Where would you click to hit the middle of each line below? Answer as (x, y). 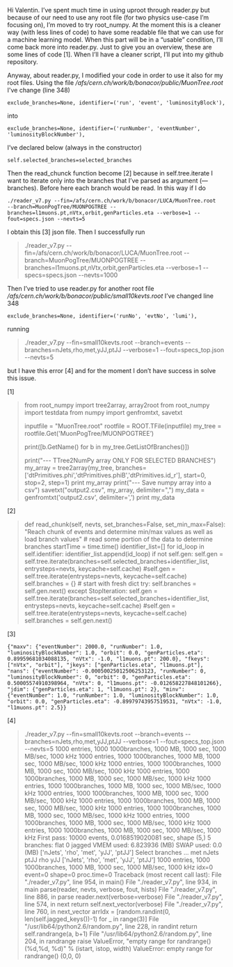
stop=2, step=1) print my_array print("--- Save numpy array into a (118, 482)
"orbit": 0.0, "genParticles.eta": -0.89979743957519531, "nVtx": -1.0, (115, 702)
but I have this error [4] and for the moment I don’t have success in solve (112, 371)
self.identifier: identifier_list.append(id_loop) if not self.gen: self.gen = (124, 554)
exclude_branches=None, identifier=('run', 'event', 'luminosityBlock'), (116, 103)
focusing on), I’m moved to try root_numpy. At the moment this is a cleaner (114, 25)
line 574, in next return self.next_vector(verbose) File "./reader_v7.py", (123, 904)
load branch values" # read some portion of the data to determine (119, 539)
